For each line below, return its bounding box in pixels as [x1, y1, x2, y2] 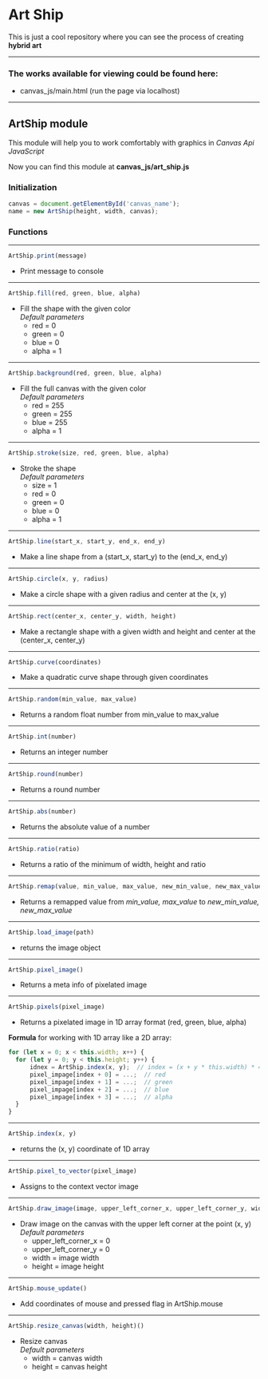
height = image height [31, 1261, 104, 1271]
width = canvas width [31, 1353, 103, 1363]
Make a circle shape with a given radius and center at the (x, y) [19, 589, 227, 598]
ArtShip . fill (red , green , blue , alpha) [8, 289, 141, 297]
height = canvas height [31, 1361, 108, 1371]
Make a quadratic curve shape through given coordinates [19, 673, 209, 682]
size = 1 [31, 480, 57, 490]
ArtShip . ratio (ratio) [8, 844, 81, 852]
